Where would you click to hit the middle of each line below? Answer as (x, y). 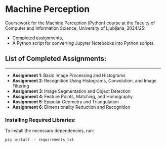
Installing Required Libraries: (41, 120)
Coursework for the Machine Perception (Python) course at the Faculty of (80, 23)
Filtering (21, 86)
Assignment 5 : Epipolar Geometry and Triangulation (65, 102)
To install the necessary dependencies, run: (50, 131)
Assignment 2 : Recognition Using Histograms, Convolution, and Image (84, 80)
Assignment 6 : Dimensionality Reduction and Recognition (71, 107)
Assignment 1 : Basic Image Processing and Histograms (69, 75)
